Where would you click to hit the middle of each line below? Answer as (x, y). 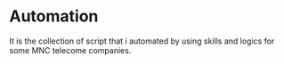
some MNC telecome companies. (70, 50)
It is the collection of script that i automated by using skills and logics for (142, 41)
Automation (54, 16)
